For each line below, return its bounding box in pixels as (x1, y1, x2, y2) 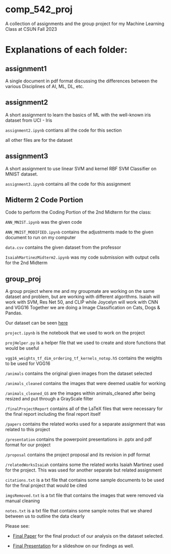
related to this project (5, 427, 51, 433)
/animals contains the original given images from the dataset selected (5, 370, 152, 377)
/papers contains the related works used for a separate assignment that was (5, 421, 166, 427)
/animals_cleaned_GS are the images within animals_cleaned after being (5, 390, 156, 396)
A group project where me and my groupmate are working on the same (5, 288, 155, 294)
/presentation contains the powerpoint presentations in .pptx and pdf (5, 436, 152, 442)
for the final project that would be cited (5, 482, 87, 488)
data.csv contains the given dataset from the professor (5, 244, 121, 250)
